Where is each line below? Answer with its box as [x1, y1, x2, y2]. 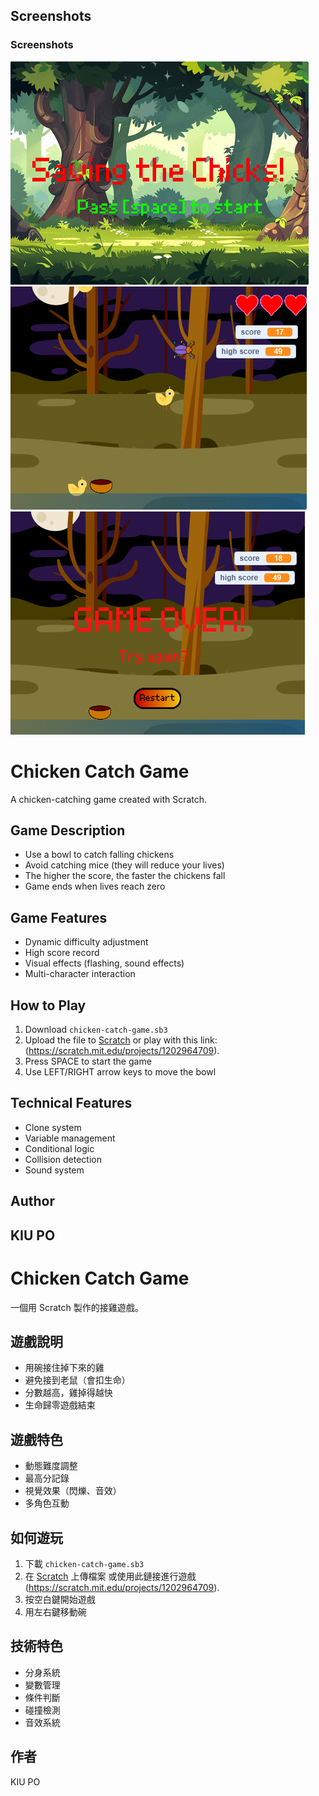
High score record [24, 947, 100, 959]
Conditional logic [24, 1142, 95, 1154]
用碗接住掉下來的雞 [24, 1362, 105, 1374]
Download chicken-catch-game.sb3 [24, 1024, 168, 1036]
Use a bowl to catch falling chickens [24, 849, 175, 861]
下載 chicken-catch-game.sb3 [24, 1558, 145, 1570]
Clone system [24, 1121, 82, 1133]
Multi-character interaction [24, 968, 136, 980]
